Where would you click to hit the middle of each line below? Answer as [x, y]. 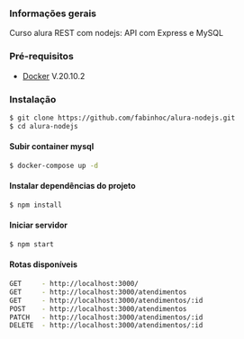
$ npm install [36, 205]
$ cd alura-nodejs [44, 126]
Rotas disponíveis [44, 264]
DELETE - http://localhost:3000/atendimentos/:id [106, 326]
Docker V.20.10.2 [54, 76]
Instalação [33, 99]
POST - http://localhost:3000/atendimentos [98, 308]
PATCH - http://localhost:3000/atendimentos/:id [106, 317]
